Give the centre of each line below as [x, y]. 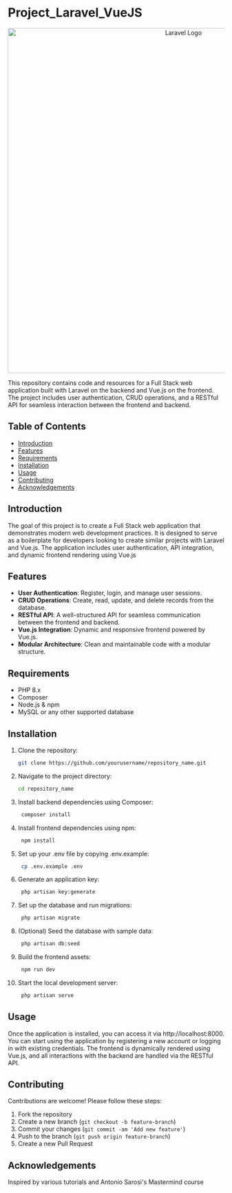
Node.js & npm [39, 704]
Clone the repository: [48, 750]
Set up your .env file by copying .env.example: [84, 854]
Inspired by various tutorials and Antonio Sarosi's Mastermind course [106, 1182]
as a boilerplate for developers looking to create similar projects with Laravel [116, 540]
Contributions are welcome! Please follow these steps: [85, 1101]
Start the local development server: [68, 983]
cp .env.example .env [52, 866]
